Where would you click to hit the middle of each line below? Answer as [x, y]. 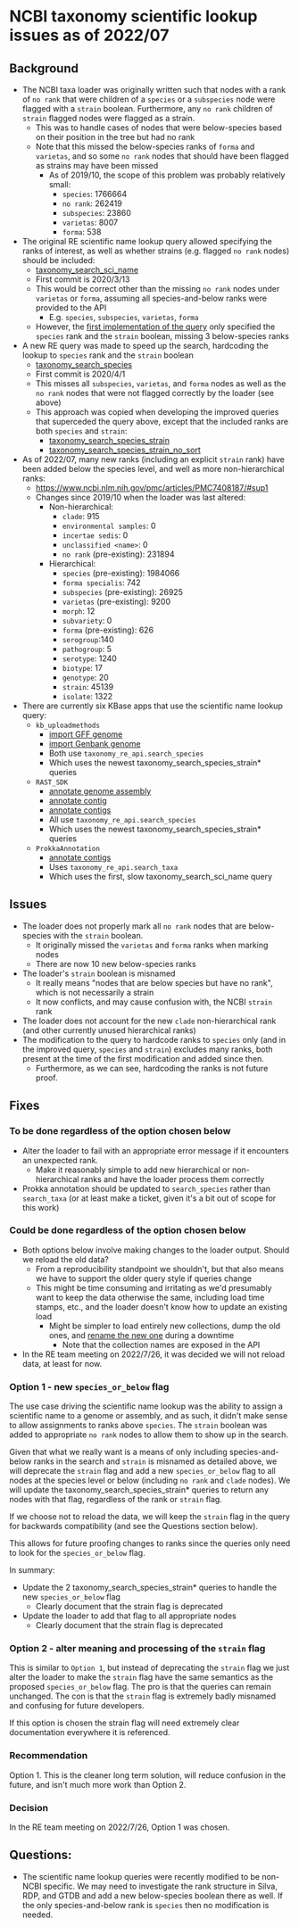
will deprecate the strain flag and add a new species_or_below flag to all [143, 1471]
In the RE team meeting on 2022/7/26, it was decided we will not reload [154, 1354]
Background [44, 68]
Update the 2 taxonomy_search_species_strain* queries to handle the [149, 1588]
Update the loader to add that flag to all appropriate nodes [129, 1616]
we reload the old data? [65, 1259]
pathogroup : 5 [87, 649]
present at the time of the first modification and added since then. [143, 1058]
